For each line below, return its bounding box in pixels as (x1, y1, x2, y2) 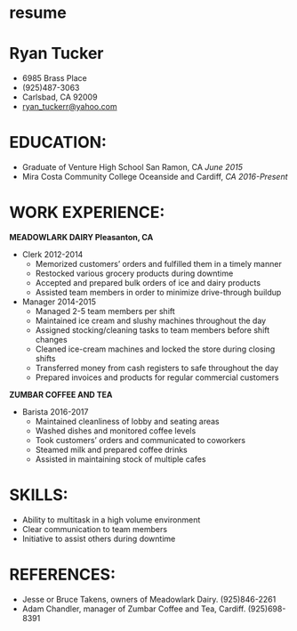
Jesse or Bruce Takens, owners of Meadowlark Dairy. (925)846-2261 (21, 594, 277, 604)
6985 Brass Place (21, 73, 87, 84)
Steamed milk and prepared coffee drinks (35, 444, 189, 455)
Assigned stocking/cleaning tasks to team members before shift (35, 325, 270, 336)
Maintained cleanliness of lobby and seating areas (35, 417, 220, 426)
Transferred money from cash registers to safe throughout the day (35, 363, 279, 373)
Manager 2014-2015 (21, 296, 96, 307)
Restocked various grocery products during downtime (35, 268, 234, 279)
